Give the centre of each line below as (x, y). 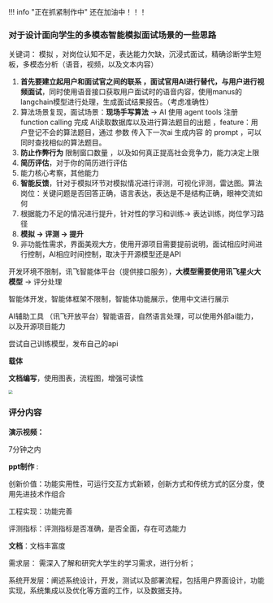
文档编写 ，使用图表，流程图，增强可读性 (76, 378)
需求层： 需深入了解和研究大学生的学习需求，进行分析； (102, 562)
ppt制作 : (24, 466)
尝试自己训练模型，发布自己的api (63, 344)
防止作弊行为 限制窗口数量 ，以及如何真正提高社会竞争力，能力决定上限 (140, 153)
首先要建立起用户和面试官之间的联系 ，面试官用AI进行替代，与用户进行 (139, 82)
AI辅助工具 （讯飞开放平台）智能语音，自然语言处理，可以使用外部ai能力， (133, 316)
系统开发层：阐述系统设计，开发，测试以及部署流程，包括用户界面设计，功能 (136, 580)
